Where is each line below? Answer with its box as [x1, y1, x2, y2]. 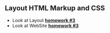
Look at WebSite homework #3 [12, 22, 79, 28]
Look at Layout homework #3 [12, 17, 76, 23]
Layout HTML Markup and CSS [5, 4, 105, 12]
